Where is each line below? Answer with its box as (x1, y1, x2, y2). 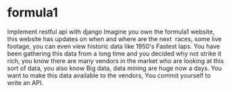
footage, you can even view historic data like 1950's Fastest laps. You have (7, 42, 221, 50)
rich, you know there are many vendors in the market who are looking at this (7, 56, 224, 65)
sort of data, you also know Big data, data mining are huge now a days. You (7, 64, 223, 72)
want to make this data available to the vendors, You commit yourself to (7, 71, 211, 80)
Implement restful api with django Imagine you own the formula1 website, (7, 27, 215, 36)
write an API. (7, 78, 44, 87)
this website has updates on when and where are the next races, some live (7, 34, 222, 43)
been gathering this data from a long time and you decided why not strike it (7, 49, 222, 58)
